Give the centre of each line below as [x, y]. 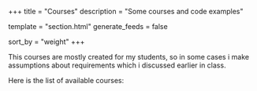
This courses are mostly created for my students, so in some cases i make [129, 57]
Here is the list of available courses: [66, 80]
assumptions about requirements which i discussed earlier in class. [117, 65]
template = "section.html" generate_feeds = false [88, 26]
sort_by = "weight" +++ [47, 42]
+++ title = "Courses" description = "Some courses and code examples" [126, 11]
